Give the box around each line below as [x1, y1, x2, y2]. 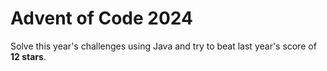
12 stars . [10, 50, 47, 62]
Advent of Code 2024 [10, 7, 193, 30]
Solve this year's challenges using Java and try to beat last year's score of [10, 40, 317, 52]
